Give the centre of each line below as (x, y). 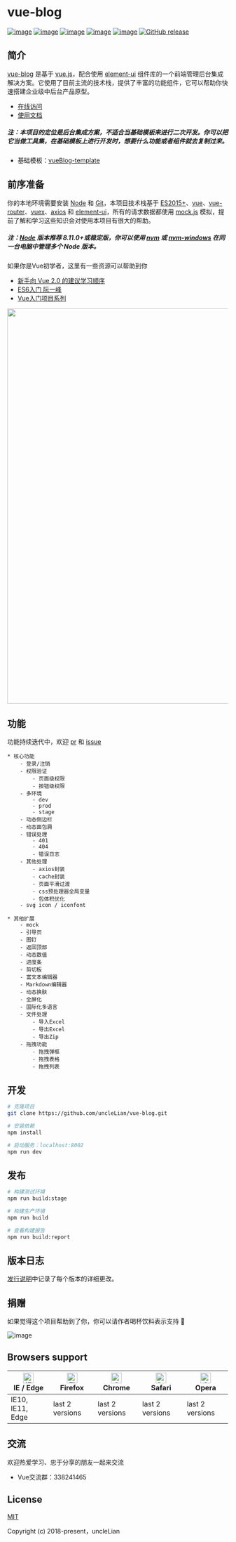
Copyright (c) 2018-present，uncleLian (64, 1531)
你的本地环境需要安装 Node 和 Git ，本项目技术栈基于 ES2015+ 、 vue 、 (108, 203)
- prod (42, 806)
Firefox (72, 1387)
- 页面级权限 (49, 779)
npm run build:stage (37, 1198)
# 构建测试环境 (26, 1192)
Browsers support (47, 1358)
